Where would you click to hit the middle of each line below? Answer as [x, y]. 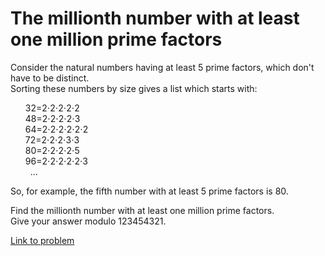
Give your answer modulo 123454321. [88, 221]
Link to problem [42, 240]
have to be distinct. [50, 78]
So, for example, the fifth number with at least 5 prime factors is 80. [149, 191]
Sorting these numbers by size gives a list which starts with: [134, 88]
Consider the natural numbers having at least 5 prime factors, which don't [162, 67]
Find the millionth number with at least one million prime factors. [142, 210]
